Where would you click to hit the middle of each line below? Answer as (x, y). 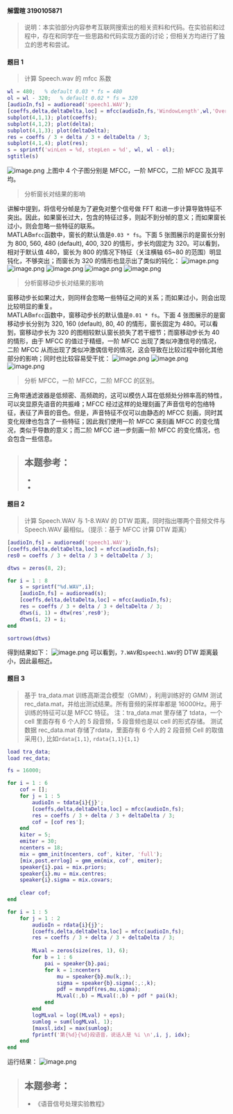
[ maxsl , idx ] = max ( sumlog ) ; (72, 1028)
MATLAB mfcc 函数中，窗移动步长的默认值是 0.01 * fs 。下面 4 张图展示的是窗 (116, 315)
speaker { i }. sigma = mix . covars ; (66, 880)
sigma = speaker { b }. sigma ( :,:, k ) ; (106, 983)
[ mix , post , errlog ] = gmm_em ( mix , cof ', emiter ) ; (91, 861)
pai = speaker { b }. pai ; (77, 963)
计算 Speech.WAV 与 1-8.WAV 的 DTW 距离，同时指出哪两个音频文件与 (125, 521)
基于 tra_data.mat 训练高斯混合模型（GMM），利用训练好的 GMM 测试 (123, 695)
